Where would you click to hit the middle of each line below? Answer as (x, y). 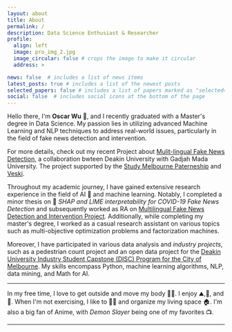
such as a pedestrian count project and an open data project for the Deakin (114, 252)
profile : (20, 39)
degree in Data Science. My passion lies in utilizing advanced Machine (107, 124)
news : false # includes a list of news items (75, 77)
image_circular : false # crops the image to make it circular (105, 59)
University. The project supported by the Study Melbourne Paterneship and (114, 166)
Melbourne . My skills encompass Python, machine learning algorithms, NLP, (116, 266)
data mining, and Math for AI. (48, 274)
